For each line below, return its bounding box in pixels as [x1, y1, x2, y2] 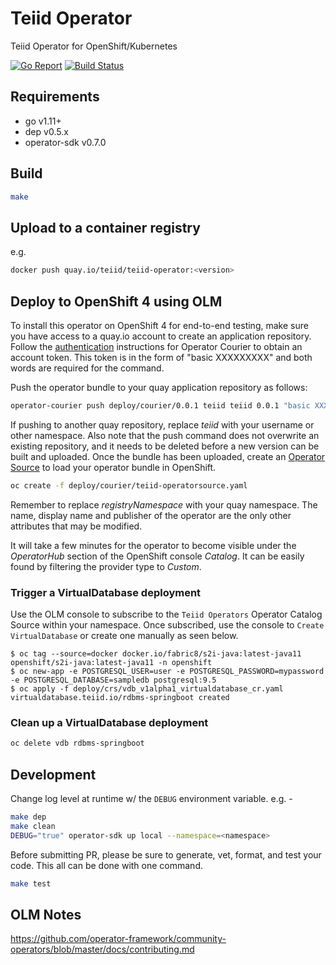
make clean [10, 821, 56, 831]
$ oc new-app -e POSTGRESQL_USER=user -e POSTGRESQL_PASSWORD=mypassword [10, 666, 325, 676]
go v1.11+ [24, 115, 62, 127]
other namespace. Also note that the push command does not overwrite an [10, 429, 320, 441]
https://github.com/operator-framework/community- [10, 933, 227, 945]
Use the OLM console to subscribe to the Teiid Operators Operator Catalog [10, 608, 323, 620]
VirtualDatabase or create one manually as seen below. [10, 629, 239, 641]
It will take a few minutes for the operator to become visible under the [10, 539, 297, 551]
